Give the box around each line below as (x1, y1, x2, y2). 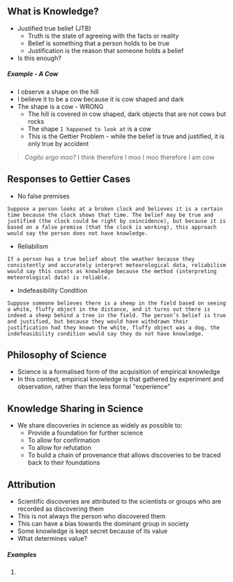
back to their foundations (27, 458, 100, 467)
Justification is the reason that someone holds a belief (27, 46, 184, 54)
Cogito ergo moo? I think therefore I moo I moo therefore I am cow (24, 153, 215, 161)
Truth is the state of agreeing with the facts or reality (27, 31, 179, 40)
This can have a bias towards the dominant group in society (17, 520, 190, 528)
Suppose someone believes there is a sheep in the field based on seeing (7, 300, 227, 307)
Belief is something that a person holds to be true (27, 38, 170, 48)
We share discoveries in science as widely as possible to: (17, 421, 183, 430)
